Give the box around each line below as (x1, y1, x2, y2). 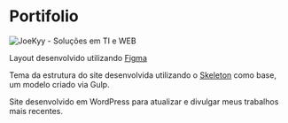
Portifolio (9, 6, 79, 27)
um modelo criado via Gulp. (9, 79, 110, 89)
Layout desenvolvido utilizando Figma (9, 52, 148, 63)
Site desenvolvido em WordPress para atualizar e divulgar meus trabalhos (9, 96, 279, 107)
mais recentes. (9, 105, 64, 116)
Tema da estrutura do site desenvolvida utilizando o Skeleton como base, (9, 69, 277, 81)
